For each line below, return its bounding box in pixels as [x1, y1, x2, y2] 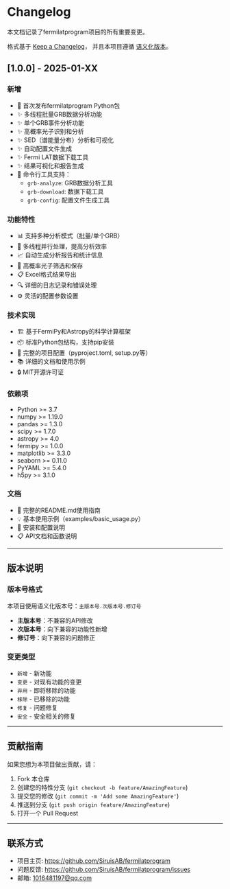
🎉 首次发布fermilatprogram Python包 [16, 101, 120, 110]
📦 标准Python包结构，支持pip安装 [16, 338, 115, 347]
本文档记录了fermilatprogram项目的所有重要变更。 [7, 27, 149, 36]
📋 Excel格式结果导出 [16, 270, 77, 278]
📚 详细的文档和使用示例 [16, 358, 86, 366]
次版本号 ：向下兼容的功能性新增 [16, 625, 107, 633]
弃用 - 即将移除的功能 [16, 686, 76, 694]
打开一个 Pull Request [16, 809, 79, 817]
